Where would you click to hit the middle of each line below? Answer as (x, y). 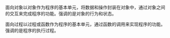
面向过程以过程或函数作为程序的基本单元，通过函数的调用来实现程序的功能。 (85, 24)
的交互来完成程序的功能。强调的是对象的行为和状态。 (61, 13)
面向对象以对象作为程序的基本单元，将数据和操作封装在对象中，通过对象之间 (85, 7)
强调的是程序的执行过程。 (32, 30)
